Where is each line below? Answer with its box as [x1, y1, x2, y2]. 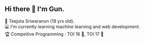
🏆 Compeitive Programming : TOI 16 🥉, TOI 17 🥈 [5, 31, 104, 37]
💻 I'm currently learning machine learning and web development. [5, 23, 140, 30]
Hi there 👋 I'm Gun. [5, 5, 65, 13]
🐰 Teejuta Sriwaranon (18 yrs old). [5, 18, 75, 24]
